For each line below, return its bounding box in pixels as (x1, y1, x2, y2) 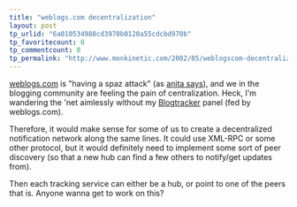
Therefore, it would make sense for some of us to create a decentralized (9, 124, 272, 134)
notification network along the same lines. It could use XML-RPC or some (9, 134, 276, 143)
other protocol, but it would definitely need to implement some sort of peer (9, 142, 281, 153)
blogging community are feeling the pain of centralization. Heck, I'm (9, 88, 257, 98)
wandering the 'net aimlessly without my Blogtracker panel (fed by (9, 97, 251, 107)
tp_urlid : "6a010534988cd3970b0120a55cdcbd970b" (9, 29, 192, 38)
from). (9, 161, 33, 172)
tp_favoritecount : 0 (9, 37, 86, 47)
